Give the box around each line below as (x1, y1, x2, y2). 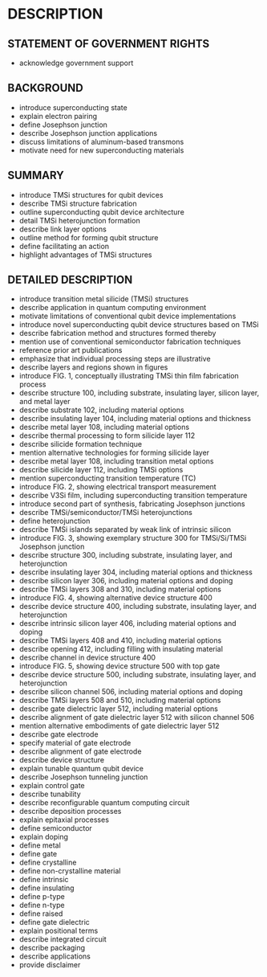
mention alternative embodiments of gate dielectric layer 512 (18, 721, 220, 731)
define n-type (18, 901, 65, 910)
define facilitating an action (18, 241, 110, 251)
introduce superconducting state (18, 102, 127, 112)
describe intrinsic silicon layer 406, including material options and (18, 619, 237, 628)
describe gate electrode (18, 730, 99, 739)
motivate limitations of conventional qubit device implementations (18, 311, 237, 321)
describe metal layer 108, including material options (18, 423, 190, 432)
